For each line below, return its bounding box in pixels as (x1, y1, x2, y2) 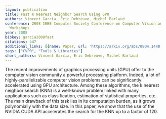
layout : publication (5, 7, 48, 12)
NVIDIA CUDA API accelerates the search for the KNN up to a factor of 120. (5, 109, 158, 115)
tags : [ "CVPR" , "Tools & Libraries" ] (5, 48, 83, 53)
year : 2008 (5, 30, 28, 35)
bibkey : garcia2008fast (5, 35, 54, 40)
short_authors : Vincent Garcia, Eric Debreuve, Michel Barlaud (5, 53, 138, 58)
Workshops (9, 26, 30, 31)
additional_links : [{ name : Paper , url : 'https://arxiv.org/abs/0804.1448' (5, 44, 163, 49)
